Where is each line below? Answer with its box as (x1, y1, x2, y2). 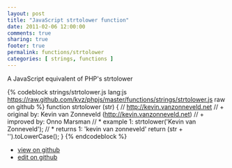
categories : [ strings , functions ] (7, 56, 114, 62)
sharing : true (7, 36, 49, 43)
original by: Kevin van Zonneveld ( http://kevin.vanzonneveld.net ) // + (7, 110, 204, 118)
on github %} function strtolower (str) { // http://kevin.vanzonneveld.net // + (7, 102, 224, 111)
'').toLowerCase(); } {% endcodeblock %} (7, 132, 127, 140)
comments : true (7, 29, 52, 37)
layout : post (7, 10, 45, 17)
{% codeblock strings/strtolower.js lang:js (7, 87, 127, 96)
